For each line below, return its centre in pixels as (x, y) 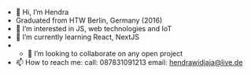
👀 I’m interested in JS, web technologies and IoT (94, 29)
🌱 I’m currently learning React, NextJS (78, 37)
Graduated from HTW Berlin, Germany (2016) (89, 20)
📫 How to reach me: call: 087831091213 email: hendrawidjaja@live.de (129, 62)
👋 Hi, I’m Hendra (42, 12)
